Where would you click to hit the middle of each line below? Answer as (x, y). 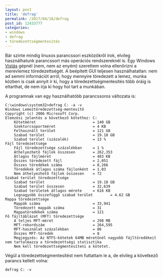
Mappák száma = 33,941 (62, 204)
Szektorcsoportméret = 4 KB (60, 126)
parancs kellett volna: (27, 260)
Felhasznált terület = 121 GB (62, 131)
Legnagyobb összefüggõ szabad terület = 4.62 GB (72, 195)
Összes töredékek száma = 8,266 (61, 165)
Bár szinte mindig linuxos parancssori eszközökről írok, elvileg (68, 55)
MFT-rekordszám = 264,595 (63, 225)
